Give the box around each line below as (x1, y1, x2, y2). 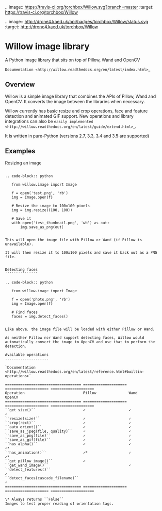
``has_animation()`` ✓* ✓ (5, 450, 131, 455)
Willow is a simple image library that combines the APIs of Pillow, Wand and (5, 93, 156, 99)
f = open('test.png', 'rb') (11, 191, 68, 195)
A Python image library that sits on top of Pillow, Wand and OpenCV (5, 57, 140, 63)
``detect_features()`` (5, 467, 51, 472)
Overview (5, 80, 35, 89)
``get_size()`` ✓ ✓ (5, 407, 131, 412)
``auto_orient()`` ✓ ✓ (5, 424, 131, 429)
